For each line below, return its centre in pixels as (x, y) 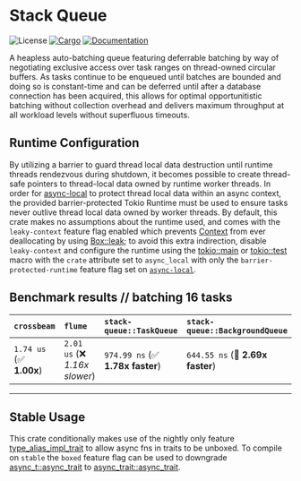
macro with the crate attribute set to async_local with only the (124, 260)
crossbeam (34, 326)
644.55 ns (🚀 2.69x (227, 355)
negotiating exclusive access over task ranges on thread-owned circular (142, 67)
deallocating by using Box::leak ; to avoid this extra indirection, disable (138, 240)
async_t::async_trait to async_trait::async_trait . (95, 468)
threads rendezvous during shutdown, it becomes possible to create (135, 174)
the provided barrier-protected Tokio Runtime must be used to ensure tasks (149, 202)
